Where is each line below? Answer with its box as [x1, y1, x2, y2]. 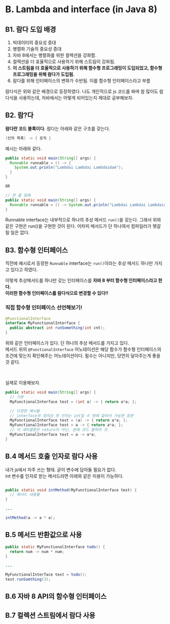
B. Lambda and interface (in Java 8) [5, 4, 158, 15]
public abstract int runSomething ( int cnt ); [10, 325, 105, 331]
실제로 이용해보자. [5, 380, 41, 386]
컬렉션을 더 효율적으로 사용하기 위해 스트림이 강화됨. [12, 58, 115, 65]
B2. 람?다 [5, 111, 34, 120]
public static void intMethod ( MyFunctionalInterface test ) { [5, 487, 137, 492]
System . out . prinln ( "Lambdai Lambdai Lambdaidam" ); [14, 165, 123, 170]
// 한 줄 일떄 [5, 193, 31, 198]
